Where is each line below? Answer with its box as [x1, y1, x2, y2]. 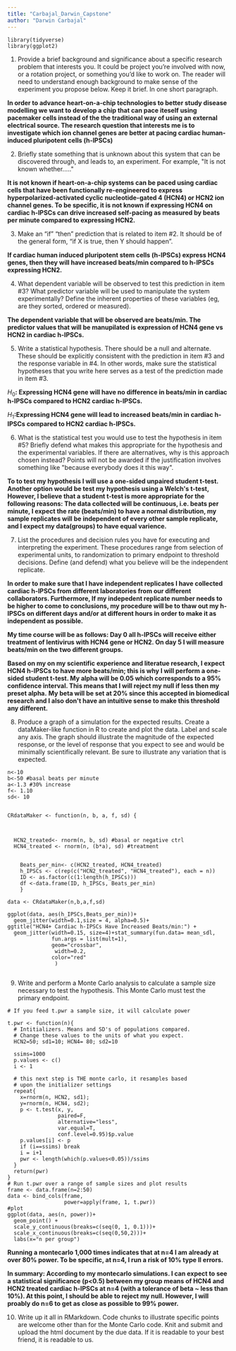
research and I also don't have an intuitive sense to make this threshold [7, 696, 220, 705]
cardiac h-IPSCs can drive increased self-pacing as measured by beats [7, 208, 221, 217]
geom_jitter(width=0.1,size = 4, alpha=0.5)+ [13, 917, 150, 924]
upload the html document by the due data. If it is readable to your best [17, 1328, 224, 1337]
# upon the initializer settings [13, 1082, 112, 1089]
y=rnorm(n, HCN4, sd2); [20, 1100, 90, 1108]
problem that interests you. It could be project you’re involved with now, [17, 62, 225, 71]
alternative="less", [57, 1119, 118, 1126]
